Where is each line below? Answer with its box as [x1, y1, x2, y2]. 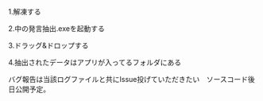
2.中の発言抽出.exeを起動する [8, 24, 105, 33]
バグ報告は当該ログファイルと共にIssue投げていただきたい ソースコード [8, 75, 249, 84]
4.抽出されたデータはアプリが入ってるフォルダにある [8, 58, 181, 67]
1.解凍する [8, 7, 41, 16]
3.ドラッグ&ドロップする [8, 41, 89, 50]
